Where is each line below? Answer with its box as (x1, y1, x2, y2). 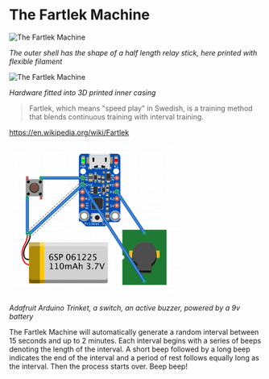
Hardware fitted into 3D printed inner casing (9, 87, 156, 98)
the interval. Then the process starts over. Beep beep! (9, 361, 188, 371)
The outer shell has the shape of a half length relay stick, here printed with (9, 48, 258, 57)
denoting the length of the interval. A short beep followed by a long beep (9, 344, 250, 354)
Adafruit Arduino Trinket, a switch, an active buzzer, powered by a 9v (9, 302, 241, 312)
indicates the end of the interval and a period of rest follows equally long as (9, 352, 260, 362)
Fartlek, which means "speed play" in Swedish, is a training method (28, 103, 253, 113)
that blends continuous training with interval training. (28, 111, 205, 122)
